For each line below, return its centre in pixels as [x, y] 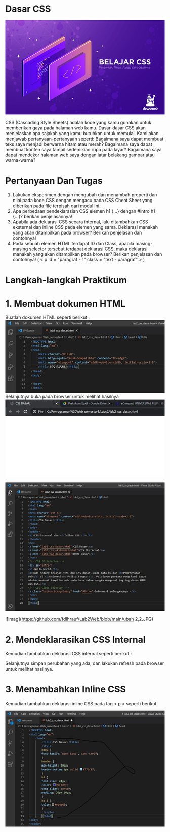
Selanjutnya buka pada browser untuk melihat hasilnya [62, 396]
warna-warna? [20, 160]
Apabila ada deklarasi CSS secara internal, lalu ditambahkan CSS [80, 222]
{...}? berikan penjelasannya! [42, 217]
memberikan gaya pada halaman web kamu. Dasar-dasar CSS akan [75, 128]
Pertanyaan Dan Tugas [54, 181]
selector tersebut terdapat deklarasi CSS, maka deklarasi [88, 249]
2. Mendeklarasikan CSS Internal [75, 640]
